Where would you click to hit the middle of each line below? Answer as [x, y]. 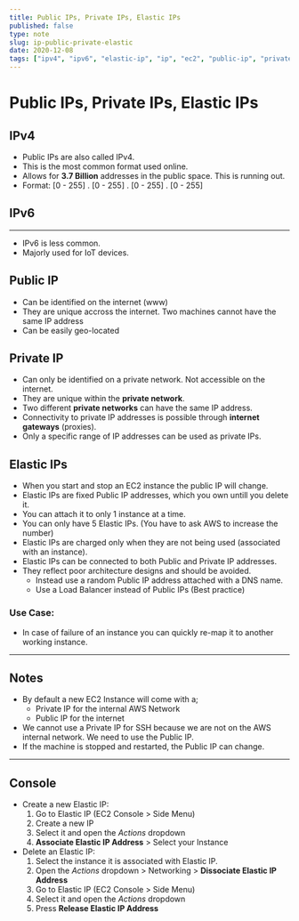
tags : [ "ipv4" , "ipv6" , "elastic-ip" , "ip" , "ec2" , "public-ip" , [133, 59]
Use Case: [32, 613]
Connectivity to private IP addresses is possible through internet [141, 417]
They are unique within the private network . [103, 399]
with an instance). [55, 552]
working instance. [55, 642]
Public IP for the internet [80, 718]
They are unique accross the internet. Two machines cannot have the [149, 311]
